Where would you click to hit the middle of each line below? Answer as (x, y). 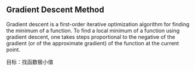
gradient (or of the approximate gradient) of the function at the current (93, 43)
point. (13, 50)
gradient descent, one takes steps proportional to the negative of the (91, 37)
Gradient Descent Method (55, 10)
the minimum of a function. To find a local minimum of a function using (93, 30)
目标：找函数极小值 (30, 61)
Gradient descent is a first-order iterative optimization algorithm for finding (98, 24)
